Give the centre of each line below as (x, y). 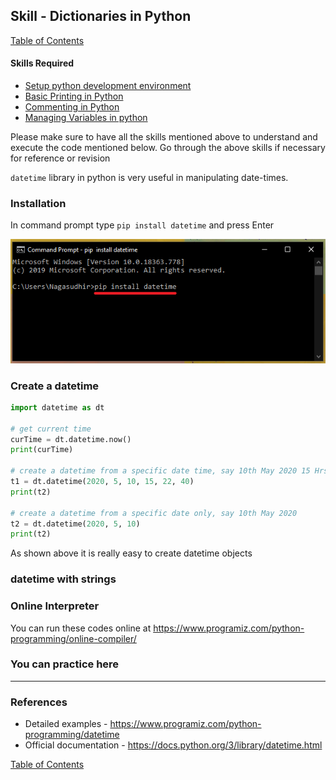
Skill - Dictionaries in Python (101, 16)
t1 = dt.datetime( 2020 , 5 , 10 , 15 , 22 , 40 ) (102, 482)
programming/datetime (72, 735)
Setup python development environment (108, 86)
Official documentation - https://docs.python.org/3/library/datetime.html (173, 745)
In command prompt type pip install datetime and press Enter (142, 225)
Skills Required (42, 63)
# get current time (51, 429)
